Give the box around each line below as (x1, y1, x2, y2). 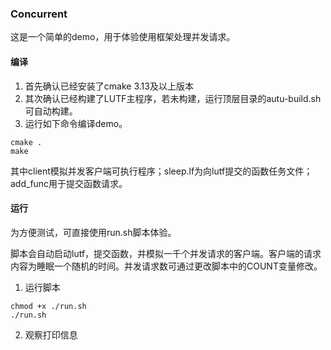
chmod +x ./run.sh (10, 301, 87, 311)
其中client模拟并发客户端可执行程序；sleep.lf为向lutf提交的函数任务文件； (10, 165, 313, 177)
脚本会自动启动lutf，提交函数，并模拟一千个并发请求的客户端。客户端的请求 (10, 247, 322, 259)
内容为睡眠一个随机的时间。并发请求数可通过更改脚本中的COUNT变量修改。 (10, 260, 323, 272)
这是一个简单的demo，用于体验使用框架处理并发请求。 (10, 31, 236, 43)
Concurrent (10, 7, 68, 21)
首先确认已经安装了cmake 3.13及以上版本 (24, 80, 194, 92)
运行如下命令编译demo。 (24, 117, 128, 129)
